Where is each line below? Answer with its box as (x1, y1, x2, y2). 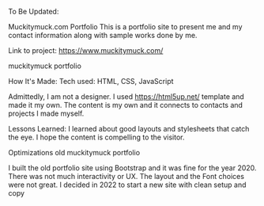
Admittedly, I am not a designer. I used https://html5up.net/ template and (8, 92, 245, 101)
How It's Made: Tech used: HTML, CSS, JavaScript (8, 77, 174, 86)
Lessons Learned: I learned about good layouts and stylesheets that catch (8, 124, 250, 133)
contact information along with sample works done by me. (8, 31, 198, 40)
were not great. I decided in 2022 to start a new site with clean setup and (8, 180, 247, 189)
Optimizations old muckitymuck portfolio (8, 148, 141, 157)
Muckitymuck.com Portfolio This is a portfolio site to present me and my (8, 22, 243, 31)
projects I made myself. (8, 109, 85, 118)
